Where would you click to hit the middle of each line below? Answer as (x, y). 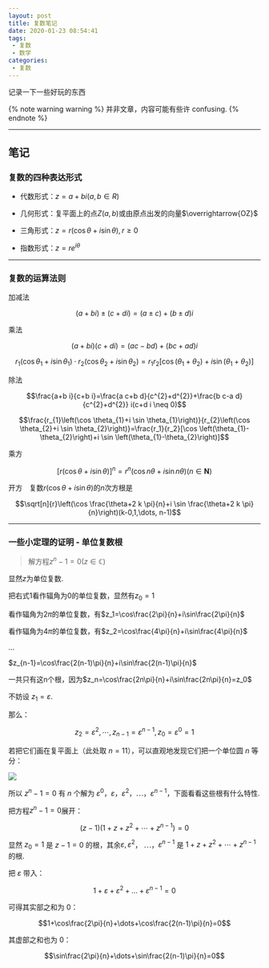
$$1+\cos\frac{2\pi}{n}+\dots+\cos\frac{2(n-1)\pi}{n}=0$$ (134, 923)
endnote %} (28, 118)
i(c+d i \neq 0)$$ (159, 405)
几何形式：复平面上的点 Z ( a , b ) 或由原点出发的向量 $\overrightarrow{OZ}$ (139, 214)
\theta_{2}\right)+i (70, 437)
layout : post (30, 16)
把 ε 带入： (26, 873)
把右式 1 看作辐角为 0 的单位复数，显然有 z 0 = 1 (81, 596)
